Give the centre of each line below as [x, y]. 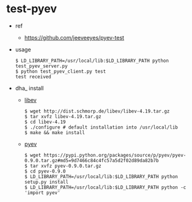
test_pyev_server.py [41, 66]
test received [33, 77]
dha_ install [29, 88]
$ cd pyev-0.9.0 [45, 171]
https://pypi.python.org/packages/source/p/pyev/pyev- [115, 155]
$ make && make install [55, 133]
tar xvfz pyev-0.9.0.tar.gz [66, 166]
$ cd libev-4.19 [45, 122]
